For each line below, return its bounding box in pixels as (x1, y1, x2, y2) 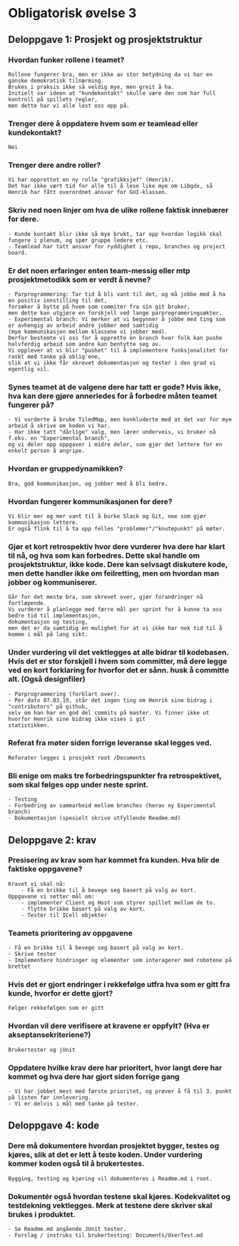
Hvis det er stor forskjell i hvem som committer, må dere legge (8, 656, 228, 666)
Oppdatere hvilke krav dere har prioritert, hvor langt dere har (8, 1063, 223, 1073)
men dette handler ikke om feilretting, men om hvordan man (8, 568, 220, 578)
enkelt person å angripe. (8, 447, 85, 454)
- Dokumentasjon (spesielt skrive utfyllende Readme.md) (8, 815, 181, 822)
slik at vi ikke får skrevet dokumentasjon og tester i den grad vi (8, 359, 216, 367)
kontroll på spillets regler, (8, 96, 98, 103)
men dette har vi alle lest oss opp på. (8, 102, 131, 109)
